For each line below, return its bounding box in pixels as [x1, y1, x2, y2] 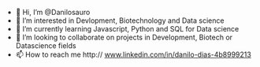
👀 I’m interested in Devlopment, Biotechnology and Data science [15, 16, 225, 25]
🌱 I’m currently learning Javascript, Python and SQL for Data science [15, 24, 240, 33]
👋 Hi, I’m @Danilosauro [15, 8, 91, 17]
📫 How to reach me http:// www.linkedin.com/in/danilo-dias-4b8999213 [15, 50, 252, 59]
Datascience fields [15, 41, 76, 50]
